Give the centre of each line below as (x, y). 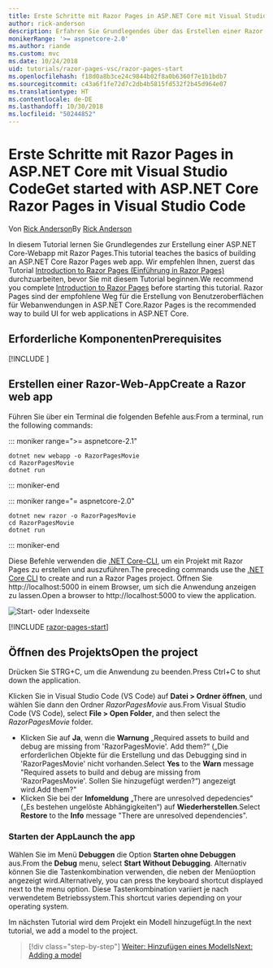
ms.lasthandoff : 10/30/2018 (56, 106)
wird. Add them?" (48, 790)
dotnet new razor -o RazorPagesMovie (72, 516)
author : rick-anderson (47, 24)
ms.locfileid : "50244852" (52, 115)
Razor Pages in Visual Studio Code (127, 206)
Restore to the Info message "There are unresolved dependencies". (134, 816)
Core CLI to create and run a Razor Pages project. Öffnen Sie (110, 578)
